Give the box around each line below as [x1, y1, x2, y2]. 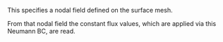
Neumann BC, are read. [7, 27, 76, 35]
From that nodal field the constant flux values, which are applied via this [7, 20, 217, 27]
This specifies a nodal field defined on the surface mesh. [7, 6, 173, 14]
